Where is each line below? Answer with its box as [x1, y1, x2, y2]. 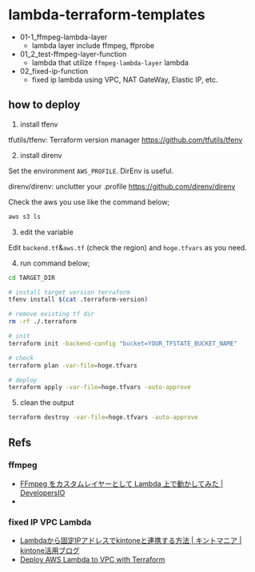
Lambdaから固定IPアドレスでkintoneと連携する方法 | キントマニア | [19, 536, 242, 546]
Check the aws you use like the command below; [8, 197, 170, 206]
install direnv [19, 150, 62, 160]
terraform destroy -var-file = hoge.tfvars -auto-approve [8, 413, 198, 422]
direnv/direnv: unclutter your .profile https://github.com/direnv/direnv [8, 181, 236, 191]
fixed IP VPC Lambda [8, 516, 92, 527]
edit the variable [19, 227, 74, 237]
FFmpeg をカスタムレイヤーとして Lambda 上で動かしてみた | [19, 479, 224, 489]
